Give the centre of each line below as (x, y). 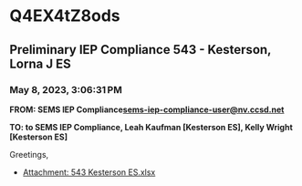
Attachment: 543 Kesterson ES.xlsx (89, 172)
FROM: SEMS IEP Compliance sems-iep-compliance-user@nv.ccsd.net (147, 109)
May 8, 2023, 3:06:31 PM (66, 89)
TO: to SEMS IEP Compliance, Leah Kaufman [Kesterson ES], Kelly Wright (151, 127)
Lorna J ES (40, 63)
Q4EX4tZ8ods (65, 16)
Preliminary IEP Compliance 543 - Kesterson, (141, 50)
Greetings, (29, 154)
